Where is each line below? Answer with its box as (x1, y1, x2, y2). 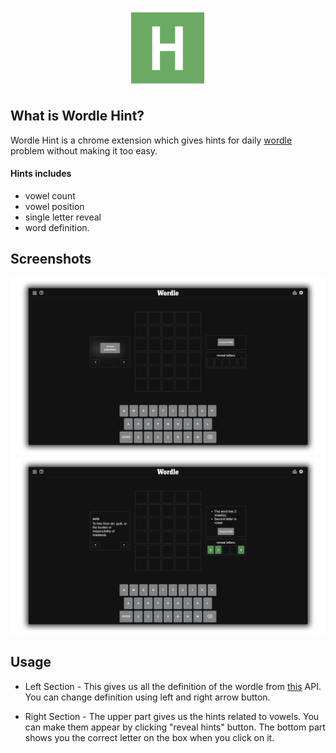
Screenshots (10, 251, 92, 268)
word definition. (24, 222, 90, 234)
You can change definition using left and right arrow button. (24, 691, 271, 703)
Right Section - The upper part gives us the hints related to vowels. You (24, 710, 320, 722)
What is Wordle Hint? (10, 108, 145, 125)
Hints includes (10, 168, 72, 180)
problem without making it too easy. (10, 144, 158, 157)
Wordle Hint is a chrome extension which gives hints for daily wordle (10, 134, 293, 146)
